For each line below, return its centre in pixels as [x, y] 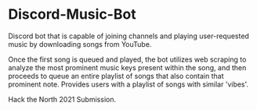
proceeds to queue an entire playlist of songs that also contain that [116, 76]
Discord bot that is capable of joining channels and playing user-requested [128, 36]
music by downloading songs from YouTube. [80, 44]
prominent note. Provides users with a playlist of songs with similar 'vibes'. [128, 84]
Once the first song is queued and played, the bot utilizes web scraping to [127, 59]
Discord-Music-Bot [72, 14]
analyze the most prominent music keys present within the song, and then [127, 67]
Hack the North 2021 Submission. [62, 99]
